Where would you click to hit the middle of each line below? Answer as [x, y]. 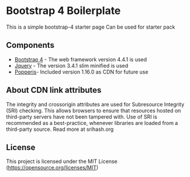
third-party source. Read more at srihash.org [60, 129]
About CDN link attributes [54, 90]
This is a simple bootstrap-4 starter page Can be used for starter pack [91, 27]
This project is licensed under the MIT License [62, 161]
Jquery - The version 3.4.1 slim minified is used [71, 65]
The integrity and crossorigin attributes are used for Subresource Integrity [95, 104]
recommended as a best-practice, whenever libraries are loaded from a [92, 123]
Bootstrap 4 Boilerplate [63, 11]
